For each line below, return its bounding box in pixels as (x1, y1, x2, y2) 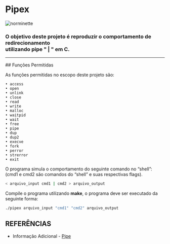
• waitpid (5, 113, 26, 118)
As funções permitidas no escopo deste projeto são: (5, 72, 115, 78)
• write (5, 104, 22, 109)
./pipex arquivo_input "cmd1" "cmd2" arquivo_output (5, 205, 119, 211)
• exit (5, 157, 19, 162)
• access (5, 82, 24, 87)
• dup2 (5, 135, 19, 140)
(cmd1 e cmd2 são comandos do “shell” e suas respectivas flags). (5, 171, 143, 178)
